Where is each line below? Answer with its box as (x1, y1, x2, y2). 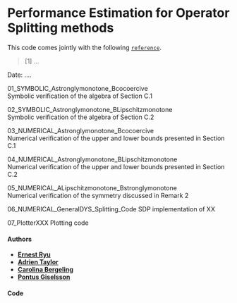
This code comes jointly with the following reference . (7, 43, 162, 51)
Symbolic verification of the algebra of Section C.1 (7, 92, 153, 100)
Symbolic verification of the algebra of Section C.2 (7, 113, 154, 121)
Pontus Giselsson (17, 273, 71, 281)
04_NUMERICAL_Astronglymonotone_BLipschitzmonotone (7, 155, 178, 163)
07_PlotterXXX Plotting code (7, 218, 90, 227)
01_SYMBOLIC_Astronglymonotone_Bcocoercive (7, 84, 148, 92)
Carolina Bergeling (17, 266, 74, 274)
